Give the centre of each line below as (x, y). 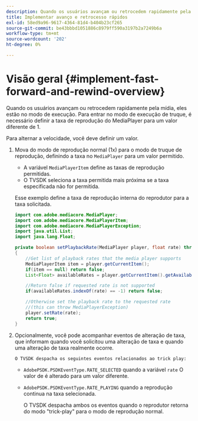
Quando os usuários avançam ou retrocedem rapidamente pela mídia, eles (97, 108)
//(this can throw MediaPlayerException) (77, 307)
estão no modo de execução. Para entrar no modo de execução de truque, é (99, 114)
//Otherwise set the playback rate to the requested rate (98, 302)
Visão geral (34, 79)
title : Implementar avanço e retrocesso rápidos (67, 17)
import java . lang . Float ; (45, 237)
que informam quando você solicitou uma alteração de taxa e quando (99, 341)
